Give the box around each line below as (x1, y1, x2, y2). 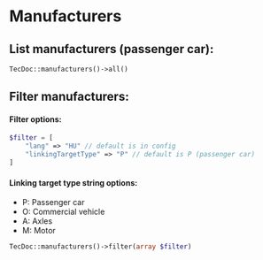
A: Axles (21, 216, 53, 226)
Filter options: (9, 113, 62, 125)
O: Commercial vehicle (21, 206, 105, 218)
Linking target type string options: (9, 177, 138, 187)
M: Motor (21, 226, 56, 236)
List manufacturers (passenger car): (9, 42, 214, 57)
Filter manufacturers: (9, 89, 130, 104)
